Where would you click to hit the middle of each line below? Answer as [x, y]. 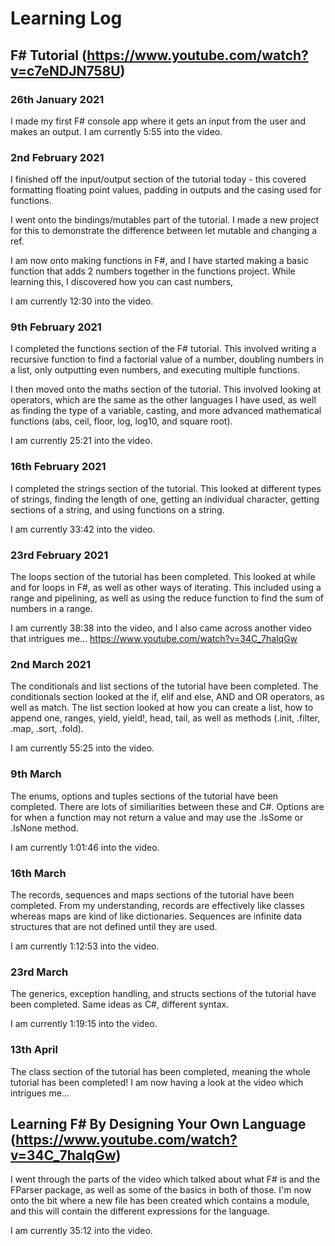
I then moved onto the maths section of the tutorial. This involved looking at [166, 389]
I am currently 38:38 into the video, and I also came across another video [161, 628]
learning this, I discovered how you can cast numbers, [122, 282]
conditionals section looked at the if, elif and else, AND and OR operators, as [167, 697]
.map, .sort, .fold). [47, 729]
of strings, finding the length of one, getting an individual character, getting [165, 499]
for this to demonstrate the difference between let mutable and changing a [164, 231]
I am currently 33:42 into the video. [83, 529]
